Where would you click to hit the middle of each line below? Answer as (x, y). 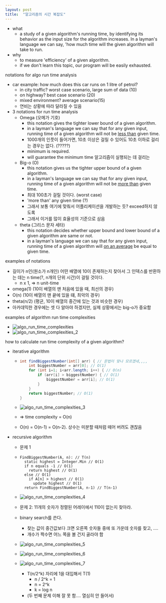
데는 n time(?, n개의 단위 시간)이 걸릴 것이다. (61, 277)
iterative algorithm (31, 351)
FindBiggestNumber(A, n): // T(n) (55, 458)
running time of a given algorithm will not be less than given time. (93, 134)
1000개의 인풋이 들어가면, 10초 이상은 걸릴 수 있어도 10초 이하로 (88, 139)
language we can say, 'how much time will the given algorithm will (87, 44)
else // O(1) (37, 475)
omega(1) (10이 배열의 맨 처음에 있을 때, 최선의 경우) (63, 289)
